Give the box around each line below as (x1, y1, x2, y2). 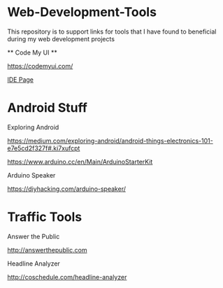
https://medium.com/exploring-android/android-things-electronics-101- (7, 136, 213, 145)
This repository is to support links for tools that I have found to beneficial (7, 27, 217, 36)
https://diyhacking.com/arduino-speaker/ (7, 185, 126, 193)
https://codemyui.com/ (7, 62, 73, 70)
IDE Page (7, 75, 34, 84)
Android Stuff (7, 100, 87, 116)
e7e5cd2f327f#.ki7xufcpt (7, 144, 80, 152)
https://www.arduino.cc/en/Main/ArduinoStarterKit (7, 157, 153, 166)
